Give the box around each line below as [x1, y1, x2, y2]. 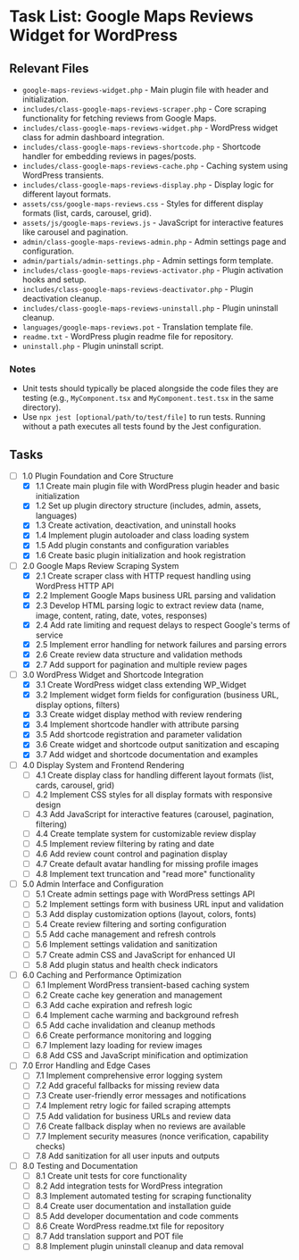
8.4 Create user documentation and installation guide [35, 1201, 232, 1212]
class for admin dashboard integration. [21, 132, 165, 142]
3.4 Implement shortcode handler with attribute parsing [35, 719, 239, 730]
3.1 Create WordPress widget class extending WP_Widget [35, 680, 247, 690]
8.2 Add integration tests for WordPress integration [35, 1181, 223, 1191]
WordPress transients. [21, 170, 104, 180]
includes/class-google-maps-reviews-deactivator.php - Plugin [21, 284, 253, 294]
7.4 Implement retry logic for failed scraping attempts [35, 1100, 231, 1111]
